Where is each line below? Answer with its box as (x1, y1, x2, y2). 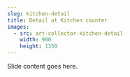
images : (7, 23, 30, 30)
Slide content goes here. (7, 62, 78, 70)
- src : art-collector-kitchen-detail (13, 29, 124, 37)
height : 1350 (20, 43, 58, 50)
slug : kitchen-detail (7, 10, 71, 17)
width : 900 (20, 36, 52, 43)
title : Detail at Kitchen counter (7, 17, 108, 24)
